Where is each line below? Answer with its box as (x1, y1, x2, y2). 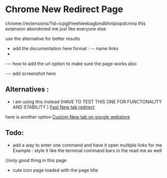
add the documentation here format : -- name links (12, 45, 119, 51)
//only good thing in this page (5, 157, 67, 163)
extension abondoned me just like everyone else (5, 25, 106, 31)
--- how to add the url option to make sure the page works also (5, 60, 137, 66)
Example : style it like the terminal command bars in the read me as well (12, 147, 162, 153)
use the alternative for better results (5, 35, 80, 42)
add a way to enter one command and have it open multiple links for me (12, 142, 162, 148)
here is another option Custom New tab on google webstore (5, 114, 130, 120)
